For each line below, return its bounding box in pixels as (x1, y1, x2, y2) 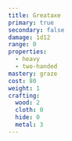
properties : (8, 48, 47, 56)
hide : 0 (15, 114, 41, 121)
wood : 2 (15, 99, 41, 107)
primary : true (8, 19, 55, 27)
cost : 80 (8, 77, 37, 85)
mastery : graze (8, 70, 58, 78)
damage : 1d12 (8, 33, 51, 42)
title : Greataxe (8, 11, 61, 20)
